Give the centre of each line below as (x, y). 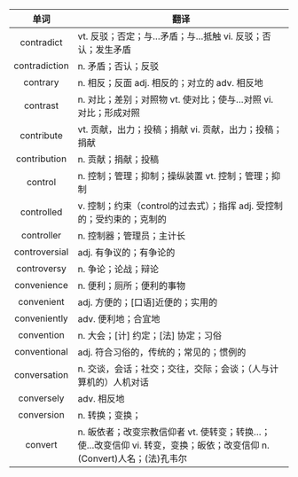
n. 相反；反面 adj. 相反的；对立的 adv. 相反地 (170, 83)
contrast (41, 106)
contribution (42, 159)
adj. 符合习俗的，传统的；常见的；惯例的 (162, 352)
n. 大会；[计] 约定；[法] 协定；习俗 (150, 336)
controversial (41, 252)
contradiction (41, 66)
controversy (41, 268)
